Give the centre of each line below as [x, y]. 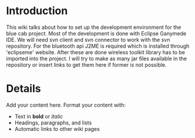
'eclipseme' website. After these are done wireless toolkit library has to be [96, 52]
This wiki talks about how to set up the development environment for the [94, 27]
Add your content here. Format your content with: [66, 105]
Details [23, 89]
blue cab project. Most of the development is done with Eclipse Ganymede [96, 33]
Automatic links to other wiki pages [57, 129]
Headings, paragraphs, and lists [53, 123]
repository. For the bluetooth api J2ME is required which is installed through [98, 46]
